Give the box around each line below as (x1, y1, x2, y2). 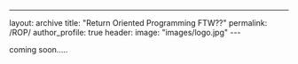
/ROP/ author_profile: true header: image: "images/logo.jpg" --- (9, 28, 241, 37)
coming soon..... (9, 44, 68, 54)
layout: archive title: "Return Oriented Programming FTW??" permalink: (9, 18, 268, 28)
